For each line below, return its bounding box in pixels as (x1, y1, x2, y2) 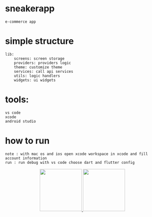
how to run (5, 135, 50, 146)
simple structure (5, 35, 74, 47)
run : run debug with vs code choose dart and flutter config (5, 160, 135, 165)
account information (5, 155, 48, 160)
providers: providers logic (14, 60, 71, 65)
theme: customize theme (14, 64, 63, 69)
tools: (5, 94, 29, 105)
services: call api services (14, 69, 74, 74)
